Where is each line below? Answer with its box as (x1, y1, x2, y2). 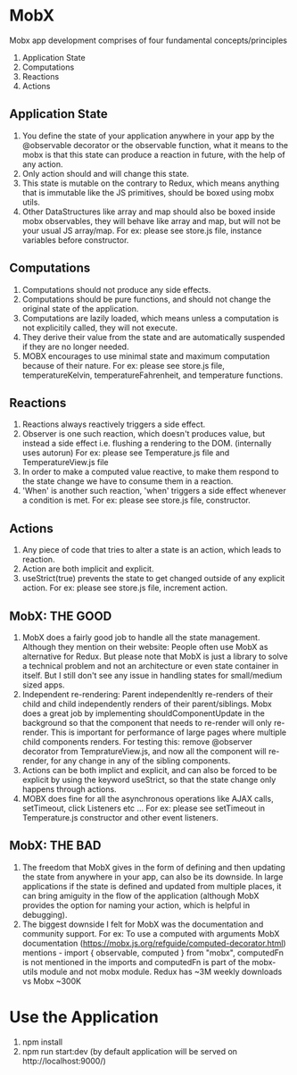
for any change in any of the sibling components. (50, 755, 231, 766)
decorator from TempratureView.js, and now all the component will (21, 746, 267, 756)
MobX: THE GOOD (9, 608, 112, 623)
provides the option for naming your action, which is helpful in (21, 899, 251, 911)
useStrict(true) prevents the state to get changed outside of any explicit (21, 573, 285, 584)
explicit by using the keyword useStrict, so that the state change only (21, 774, 276, 785)
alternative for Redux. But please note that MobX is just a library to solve (21, 651, 288, 662)
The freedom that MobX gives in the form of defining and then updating (21, 862, 285, 872)
